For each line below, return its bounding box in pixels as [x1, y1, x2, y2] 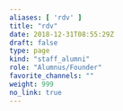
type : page [9, 47, 50, 55]
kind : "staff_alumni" [9, 55, 91, 64]
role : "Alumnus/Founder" [9, 64, 102, 73]
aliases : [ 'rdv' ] [9, 13, 83, 22]
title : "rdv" [9, 21, 58, 30]
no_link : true [9, 88, 63, 97]
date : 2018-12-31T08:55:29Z [9, 30, 115, 38]
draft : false [9, 38, 58, 47]
